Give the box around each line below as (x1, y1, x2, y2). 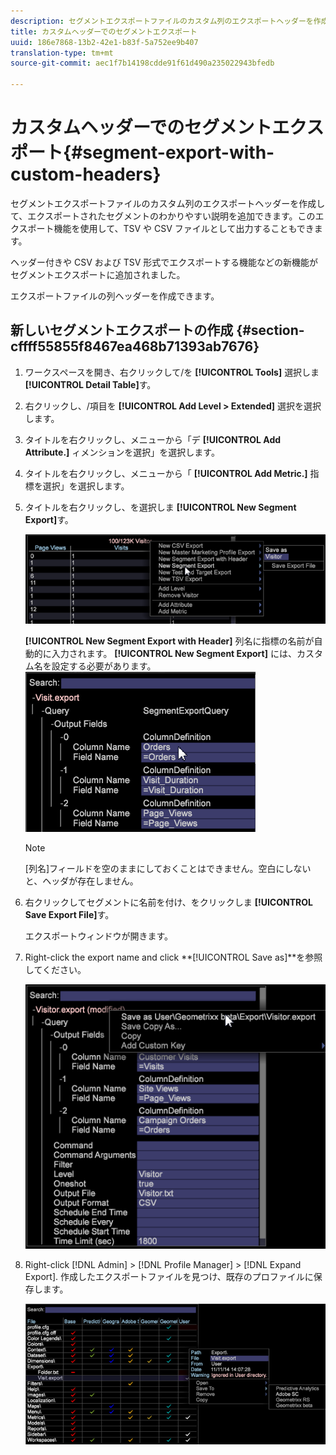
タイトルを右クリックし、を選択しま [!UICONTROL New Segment (24, 501, 297, 513)
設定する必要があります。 (51, 660, 157, 672)
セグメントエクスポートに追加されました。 (10, 268, 186, 280)
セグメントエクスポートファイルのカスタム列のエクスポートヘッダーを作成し (10, 197, 326, 209)
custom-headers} (10, 163, 162, 186)
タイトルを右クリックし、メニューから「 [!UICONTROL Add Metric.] (24, 467, 308, 479)
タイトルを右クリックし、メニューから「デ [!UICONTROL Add (24, 433, 282, 445)
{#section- (236, 322, 305, 339)
